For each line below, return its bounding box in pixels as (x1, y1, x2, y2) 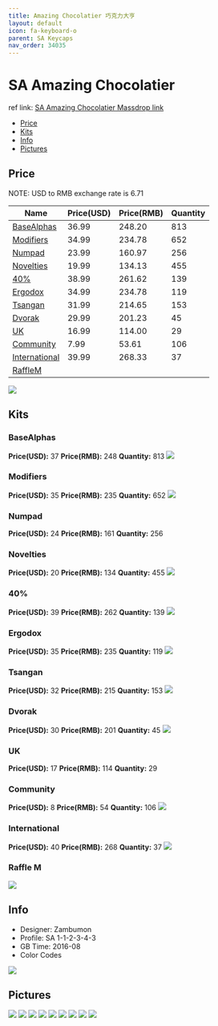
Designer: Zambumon (19, 924, 92, 934)
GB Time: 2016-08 (19, 941, 81, 951)
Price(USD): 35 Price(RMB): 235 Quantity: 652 (8, 491, 166, 500)
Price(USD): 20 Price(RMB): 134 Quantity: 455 (8, 568, 166, 578)
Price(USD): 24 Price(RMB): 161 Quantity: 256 (8, 529, 163, 539)
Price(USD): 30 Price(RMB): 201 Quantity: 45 (8, 725, 161, 735)
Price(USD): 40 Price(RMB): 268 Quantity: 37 (8, 842, 163, 852)
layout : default (8, 19, 63, 27)
